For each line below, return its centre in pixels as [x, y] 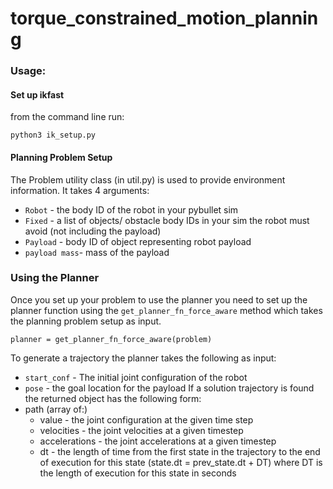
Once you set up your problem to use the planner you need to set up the [159, 299]
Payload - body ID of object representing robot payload [138, 241]
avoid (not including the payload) [93, 231]
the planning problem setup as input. [86, 321]
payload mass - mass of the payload [97, 252]
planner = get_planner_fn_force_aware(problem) [111, 339]
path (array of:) [56, 409]
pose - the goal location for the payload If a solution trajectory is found [169, 388]
